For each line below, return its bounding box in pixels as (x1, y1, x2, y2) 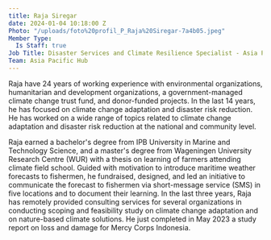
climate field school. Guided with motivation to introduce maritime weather (8, 163, 256, 172)
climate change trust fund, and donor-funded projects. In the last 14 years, (8, 96, 256, 106)
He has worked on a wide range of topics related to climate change (8, 113, 231, 122)
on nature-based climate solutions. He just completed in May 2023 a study (8, 214, 256, 224)
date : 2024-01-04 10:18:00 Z (8, 19, 106, 27)
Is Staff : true (15, 42, 67, 50)
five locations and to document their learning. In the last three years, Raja (8, 188, 252, 198)
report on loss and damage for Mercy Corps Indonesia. (8, 222, 191, 232)
